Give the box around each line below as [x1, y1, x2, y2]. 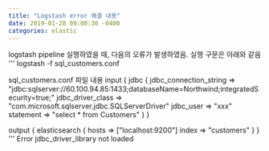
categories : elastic [8, 27, 78, 35]
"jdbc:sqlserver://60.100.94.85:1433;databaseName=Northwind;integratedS [8, 84, 259, 94]
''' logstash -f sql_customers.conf [8, 59, 120, 68]
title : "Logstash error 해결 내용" [8, 11, 120, 20]
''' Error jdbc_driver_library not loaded [8, 134, 134, 144]
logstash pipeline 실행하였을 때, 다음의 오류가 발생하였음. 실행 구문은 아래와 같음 [8, 50, 262, 59]
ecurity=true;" [8, 93, 55, 103]
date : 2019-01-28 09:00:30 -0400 [8, 19, 120, 27]
